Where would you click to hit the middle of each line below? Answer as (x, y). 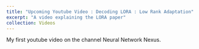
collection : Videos (31, 23)
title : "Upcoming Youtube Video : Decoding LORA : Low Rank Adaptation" (100, 12)
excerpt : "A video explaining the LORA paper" (66, 17)
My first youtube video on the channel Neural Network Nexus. (84, 40)
